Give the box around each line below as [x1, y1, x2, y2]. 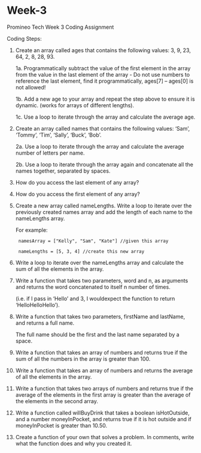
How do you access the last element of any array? [15, 179, 139, 186]
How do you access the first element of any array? [15, 190, 140, 198]
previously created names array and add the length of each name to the [15, 208, 193, 216]
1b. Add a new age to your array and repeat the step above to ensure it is [15, 95, 195, 102]
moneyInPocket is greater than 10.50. [15, 422, 107, 429]
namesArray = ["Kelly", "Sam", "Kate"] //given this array [18, 238, 169, 244]
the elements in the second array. [15, 397, 98, 404]
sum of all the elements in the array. [15, 265, 104, 273]
